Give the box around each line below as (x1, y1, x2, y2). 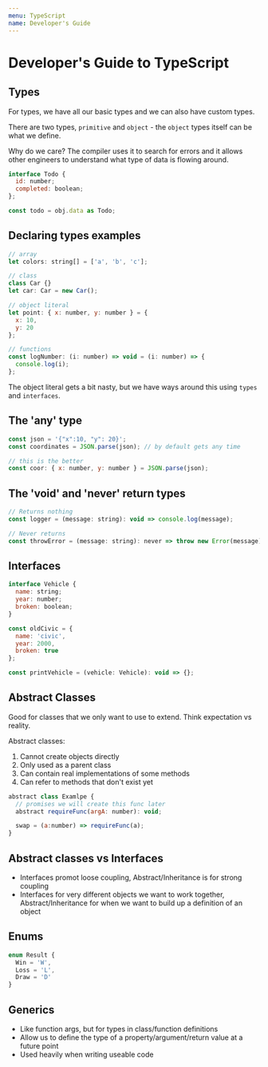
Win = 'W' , (15, 958, 52, 966)
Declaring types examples (8, 229, 141, 242)
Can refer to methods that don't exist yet (19, 777, 154, 786)
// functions (8, 346, 52, 354)
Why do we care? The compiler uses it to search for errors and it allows (8, 146, 243, 156)
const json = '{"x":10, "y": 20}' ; (8, 435, 127, 443)
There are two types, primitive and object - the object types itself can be (8, 122, 253, 132)
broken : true (15, 647, 59, 655)
